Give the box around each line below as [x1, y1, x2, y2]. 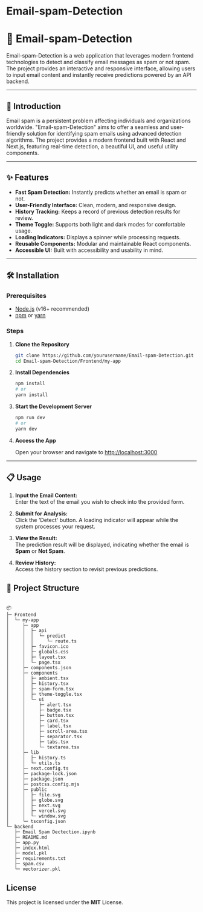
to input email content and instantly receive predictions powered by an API [6, 71, 192, 79]
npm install [14, 380, 45, 387]
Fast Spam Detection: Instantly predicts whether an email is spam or [14, 188, 187, 196]
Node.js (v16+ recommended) [14, 305, 89, 312]
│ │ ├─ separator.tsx [6, 734, 83, 740]
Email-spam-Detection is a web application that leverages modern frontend [6, 52, 194, 59]
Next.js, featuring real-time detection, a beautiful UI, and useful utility [6, 142, 179, 150]
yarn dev [14, 426, 37, 432]
